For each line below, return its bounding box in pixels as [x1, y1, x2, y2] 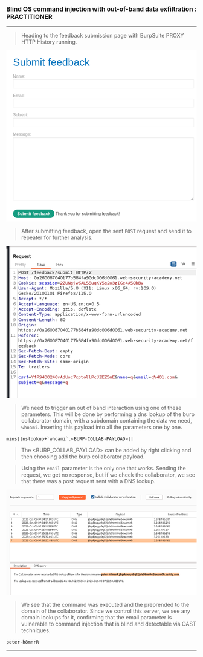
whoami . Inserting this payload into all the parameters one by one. [21, 423, 182, 431]
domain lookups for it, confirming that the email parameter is [21, 614, 172, 621]
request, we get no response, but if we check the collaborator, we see [21, 471, 196, 478]
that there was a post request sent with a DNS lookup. [21, 477, 156, 484]
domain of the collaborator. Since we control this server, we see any [21, 607, 190, 615]
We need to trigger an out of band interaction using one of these [21, 404, 182, 411]
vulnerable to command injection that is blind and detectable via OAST [21, 620, 196, 628]
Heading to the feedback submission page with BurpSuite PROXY [21, 32, 184, 39]
